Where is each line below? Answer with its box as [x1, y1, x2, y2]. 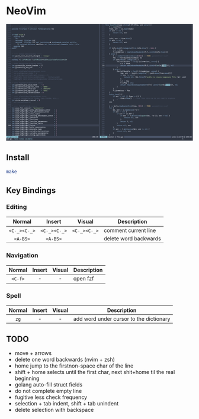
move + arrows [14, 350, 52, 357]
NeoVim [6, 4, 46, 18]
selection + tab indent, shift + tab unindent [14, 400, 119, 407]
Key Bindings [6, 185, 56, 195]
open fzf [73, 275, 94, 282]
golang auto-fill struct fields [14, 381, 83, 388]
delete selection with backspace [14, 407, 94, 414]
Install [6, 152, 30, 162]
